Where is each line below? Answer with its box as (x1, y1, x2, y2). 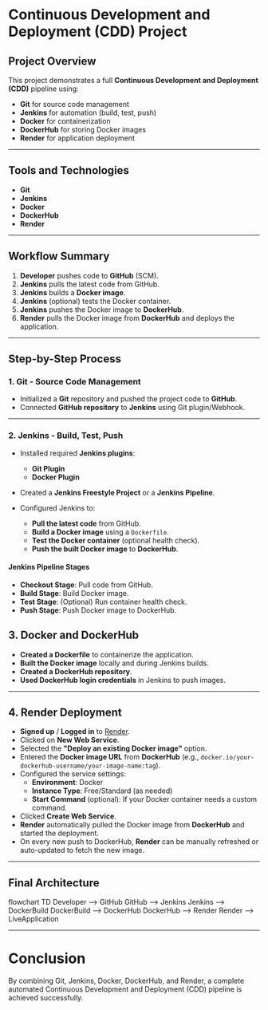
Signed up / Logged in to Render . (19, 727, 130, 736)
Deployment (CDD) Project (8, 22, 187, 41)
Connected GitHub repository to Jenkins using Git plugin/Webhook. (19, 403, 246, 412)
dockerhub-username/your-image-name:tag (19, 762, 156, 771)
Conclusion (8, 949, 86, 968)
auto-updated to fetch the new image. (19, 846, 145, 855)
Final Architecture (8, 876, 100, 890)
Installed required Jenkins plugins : (19, 448, 136, 458)
